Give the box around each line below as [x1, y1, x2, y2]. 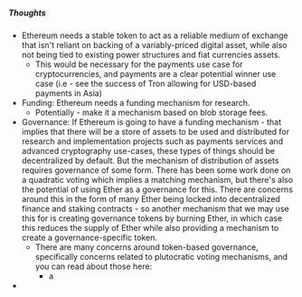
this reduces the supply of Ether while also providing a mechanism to [21, 222, 279, 233]
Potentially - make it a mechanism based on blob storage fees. [34, 107, 269, 118]
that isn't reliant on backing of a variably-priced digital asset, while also [21, 39, 288, 50]
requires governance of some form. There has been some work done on [21, 164, 291, 176]
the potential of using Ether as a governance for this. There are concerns [21, 184, 293, 195]
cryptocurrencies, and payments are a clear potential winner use [34, 68, 277, 79]
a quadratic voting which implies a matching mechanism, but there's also [21, 174, 294, 185]
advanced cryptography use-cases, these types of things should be [21, 145, 276, 156]
